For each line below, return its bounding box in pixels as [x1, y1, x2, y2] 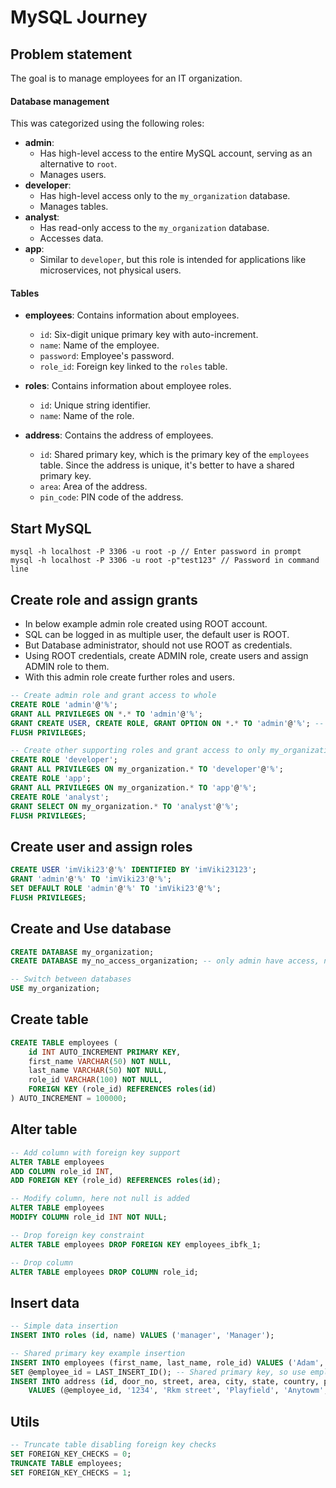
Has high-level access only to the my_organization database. [39, 190, 291, 202]
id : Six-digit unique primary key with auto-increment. [39, 329, 259, 341]
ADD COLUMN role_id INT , [10, 1166, 114, 1176]
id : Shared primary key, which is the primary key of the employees [39, 449, 310, 461]
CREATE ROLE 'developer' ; [10, 755, 118, 765]
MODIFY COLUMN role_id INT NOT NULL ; [10, 1212, 168, 1223]
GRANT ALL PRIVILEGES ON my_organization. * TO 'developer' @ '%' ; [10, 764, 284, 775]
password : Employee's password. [39, 350, 175, 362]
